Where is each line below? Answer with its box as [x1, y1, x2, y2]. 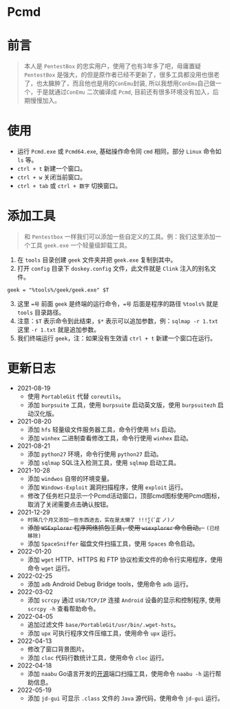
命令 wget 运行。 [27, 564, 74, 572]
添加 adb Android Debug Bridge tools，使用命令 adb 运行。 [27, 579, 193, 588]
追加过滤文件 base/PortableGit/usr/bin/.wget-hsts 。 [27, 620, 180, 628]
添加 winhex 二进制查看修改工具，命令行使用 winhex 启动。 [27, 433, 193, 442]
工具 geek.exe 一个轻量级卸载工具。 [30, 241, 131, 249]
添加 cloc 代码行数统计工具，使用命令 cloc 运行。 [27, 653, 168, 661]
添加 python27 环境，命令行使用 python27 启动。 [27, 449, 163, 458]
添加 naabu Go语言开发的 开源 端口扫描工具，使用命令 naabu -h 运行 [27, 669, 216, 677]
